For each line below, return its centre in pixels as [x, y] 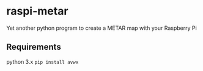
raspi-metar [37, 11]
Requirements [34, 47]
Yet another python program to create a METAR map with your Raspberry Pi [102, 28]
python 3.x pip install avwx [42, 61]
